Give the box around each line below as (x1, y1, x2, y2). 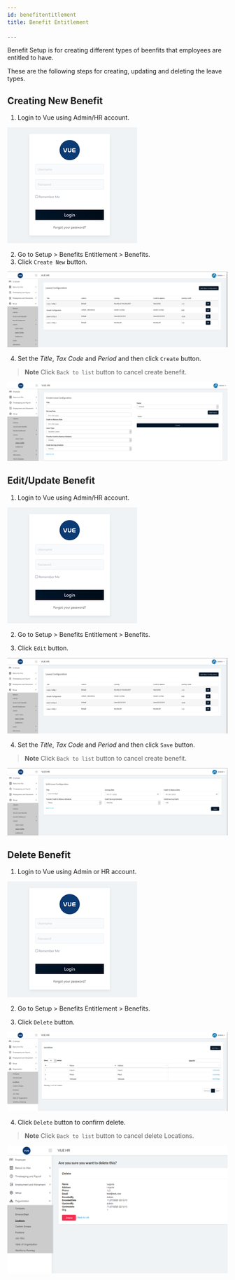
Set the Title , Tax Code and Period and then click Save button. (17, 740, 195, 749)
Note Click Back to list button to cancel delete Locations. (24, 1132, 194, 1140)
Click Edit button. (17, 644, 69, 652)
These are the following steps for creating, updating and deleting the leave (7, 67, 222, 76)
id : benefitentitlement (7, 11, 77, 18)
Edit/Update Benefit (7, 474, 96, 486)
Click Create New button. (17, 258, 87, 266)
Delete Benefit (7, 849, 71, 861)
